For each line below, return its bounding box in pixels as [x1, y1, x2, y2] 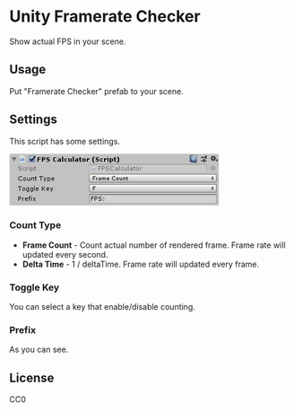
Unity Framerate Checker [9, 6, 201, 27]
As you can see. [9, 344, 69, 355]
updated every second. [22, 249, 108, 259]
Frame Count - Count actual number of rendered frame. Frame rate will [22, 240, 286, 250]
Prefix [9, 324, 37, 337]
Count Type [9, 219, 62, 232]
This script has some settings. [9, 136, 121, 146]
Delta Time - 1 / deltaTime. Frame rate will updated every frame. [22, 259, 260, 269]
